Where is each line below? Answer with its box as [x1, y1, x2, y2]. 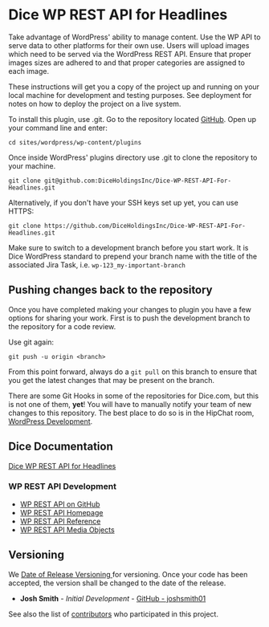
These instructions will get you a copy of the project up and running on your [8, 82, 259, 92]
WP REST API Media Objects [19, 524, 115, 535]
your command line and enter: [8, 123, 108, 132]
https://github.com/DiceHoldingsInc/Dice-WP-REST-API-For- [43, 222, 247, 230]
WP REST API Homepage [19, 507, 104, 517]
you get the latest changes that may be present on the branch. [8, 375, 215, 385]
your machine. [8, 161, 56, 170]
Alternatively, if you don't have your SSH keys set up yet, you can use [8, 197, 238, 207]
